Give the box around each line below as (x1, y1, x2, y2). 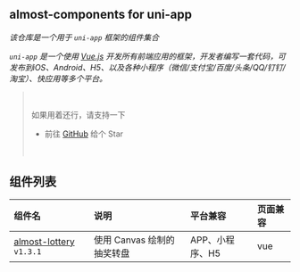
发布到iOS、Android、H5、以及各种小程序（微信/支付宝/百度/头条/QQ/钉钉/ (9, 62, 286, 72)
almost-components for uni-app (9, 7, 192, 22)
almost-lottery (13, 235, 75, 248)
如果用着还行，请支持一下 (30, 109, 126, 120)
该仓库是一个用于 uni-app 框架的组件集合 (9, 31, 159, 43)
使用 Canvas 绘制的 (93, 234, 176, 246)
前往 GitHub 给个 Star (44, 128, 123, 139)
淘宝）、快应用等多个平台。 (9, 73, 107, 84)
